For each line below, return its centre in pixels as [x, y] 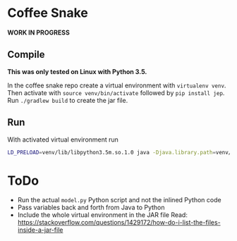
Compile [26, 55]
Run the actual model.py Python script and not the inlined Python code [119, 200]
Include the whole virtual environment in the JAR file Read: [103, 215]
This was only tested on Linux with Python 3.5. [77, 71]
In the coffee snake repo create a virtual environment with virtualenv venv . [117, 85]
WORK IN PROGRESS [39, 32]
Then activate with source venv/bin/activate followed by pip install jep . [116, 92]
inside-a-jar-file [40, 230]
